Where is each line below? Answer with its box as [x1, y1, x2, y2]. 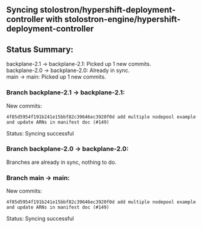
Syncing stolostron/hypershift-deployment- [6, 5, 176, 15]
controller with [6, 15, 63, 25]
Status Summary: [6, 44, 74, 54]
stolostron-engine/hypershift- [64, 15, 181, 25]
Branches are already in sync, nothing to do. [6, 158, 117, 166]
